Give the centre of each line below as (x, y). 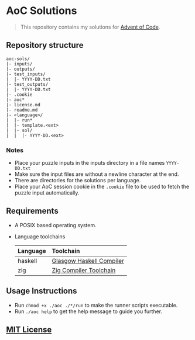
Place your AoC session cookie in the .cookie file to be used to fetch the (102, 187)
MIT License (29, 330)
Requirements (32, 211)
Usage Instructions (42, 291)
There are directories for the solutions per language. (78, 181)
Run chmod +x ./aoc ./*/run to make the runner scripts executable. (96, 305)
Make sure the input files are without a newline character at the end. (97, 174)
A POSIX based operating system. (55, 225)
